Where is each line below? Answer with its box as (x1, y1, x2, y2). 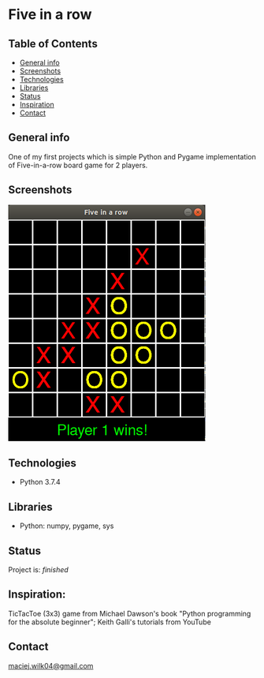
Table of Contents (8, 37, 99, 51)
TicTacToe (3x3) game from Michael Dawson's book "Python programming (8, 609, 251, 618)
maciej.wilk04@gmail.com (8, 661, 94, 670)
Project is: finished (8, 565, 69, 575)
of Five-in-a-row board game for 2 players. (8, 160, 148, 170)
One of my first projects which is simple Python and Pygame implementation (8, 152, 256, 161)
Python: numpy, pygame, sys (19, 521, 114, 530)
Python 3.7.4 (19, 478, 61, 487)
